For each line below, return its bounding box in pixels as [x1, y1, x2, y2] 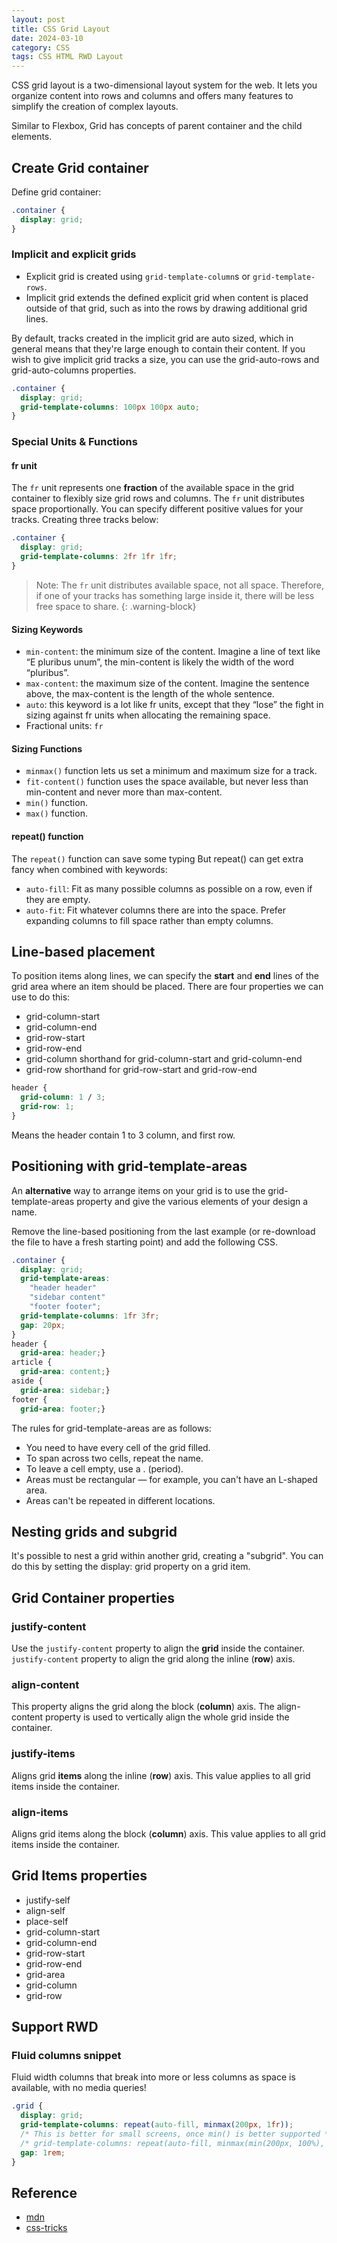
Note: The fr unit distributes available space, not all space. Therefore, [35, 579, 325, 591]
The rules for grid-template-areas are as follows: [11, 1422, 212, 1434]
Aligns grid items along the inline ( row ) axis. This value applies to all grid [11, 1769, 311, 1781]
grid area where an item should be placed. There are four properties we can [11, 981, 324, 993]
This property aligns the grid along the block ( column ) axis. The [11, 1701, 275, 1713]
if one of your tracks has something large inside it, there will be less [35, 589, 315, 601]
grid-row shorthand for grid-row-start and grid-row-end [25, 1064, 258, 1076]
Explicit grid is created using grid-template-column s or [25, 270, 251, 282]
